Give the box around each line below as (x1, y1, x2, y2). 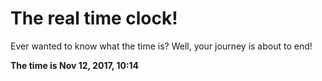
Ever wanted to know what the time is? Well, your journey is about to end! (10, 40, 313, 52)
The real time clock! (10, 7, 178, 30)
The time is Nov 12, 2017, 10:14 (10, 59, 140, 71)
